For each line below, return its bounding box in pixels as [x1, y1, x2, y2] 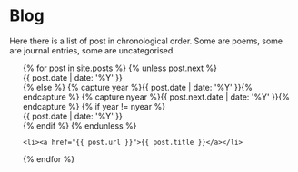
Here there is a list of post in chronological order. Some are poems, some [9, 35, 283, 46]
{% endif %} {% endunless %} [22, 119, 137, 131]
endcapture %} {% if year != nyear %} [22, 100, 166, 111]
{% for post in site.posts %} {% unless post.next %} [22, 62, 218, 73]
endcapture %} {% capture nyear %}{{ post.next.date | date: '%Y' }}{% [22, 91, 291, 102]
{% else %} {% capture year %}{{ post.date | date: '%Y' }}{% [22, 81, 253, 92]
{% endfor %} [22, 153, 75, 164]
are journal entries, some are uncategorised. [9, 44, 175, 55]
